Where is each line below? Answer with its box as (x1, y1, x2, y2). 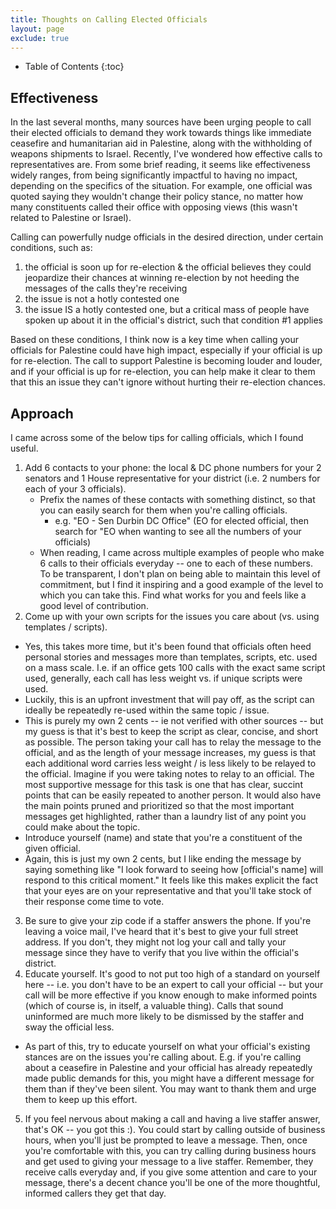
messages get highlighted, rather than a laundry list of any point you (24, 811, 307, 822)
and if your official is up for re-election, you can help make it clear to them (10, 366, 316, 378)
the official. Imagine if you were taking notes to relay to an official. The (24, 768, 315, 780)
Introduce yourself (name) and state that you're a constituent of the (24, 832, 303, 843)
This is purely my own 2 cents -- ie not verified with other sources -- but (24, 715, 324, 726)
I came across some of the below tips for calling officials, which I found (10, 432, 304, 443)
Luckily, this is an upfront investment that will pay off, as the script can (24, 694, 315, 705)
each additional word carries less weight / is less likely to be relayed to (24, 757, 317, 769)
